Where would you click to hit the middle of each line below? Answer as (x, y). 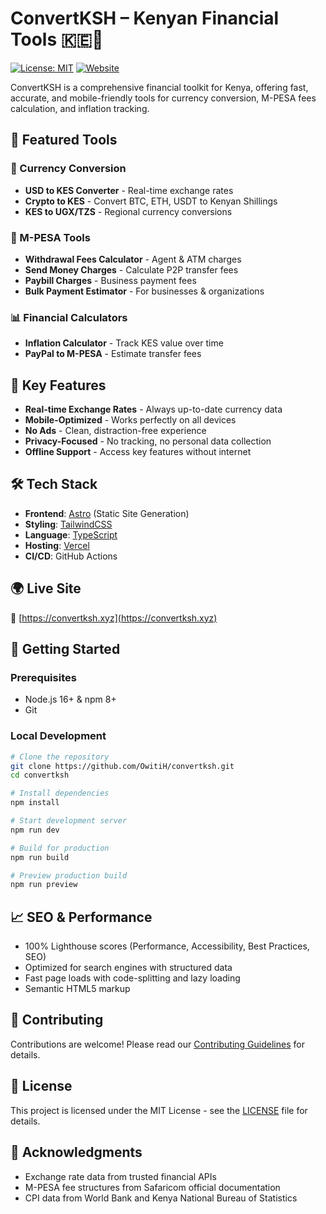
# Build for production (60, 848)
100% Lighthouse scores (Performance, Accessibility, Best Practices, (167, 946)
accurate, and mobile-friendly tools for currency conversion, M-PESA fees (163, 98)
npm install (35, 803)
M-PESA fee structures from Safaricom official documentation (152, 1187)
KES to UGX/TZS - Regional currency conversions (128, 211)
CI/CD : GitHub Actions (71, 556)
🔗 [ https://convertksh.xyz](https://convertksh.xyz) (114, 618)
